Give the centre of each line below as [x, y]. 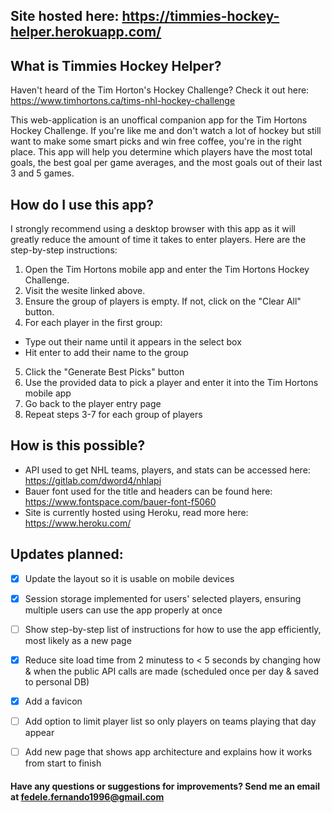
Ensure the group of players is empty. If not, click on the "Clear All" [163, 301]
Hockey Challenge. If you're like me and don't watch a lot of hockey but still [166, 131]
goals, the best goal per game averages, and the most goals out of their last [166, 163]
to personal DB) [57, 681]
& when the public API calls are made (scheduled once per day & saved [172, 671]
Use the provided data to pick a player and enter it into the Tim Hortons [171, 383]
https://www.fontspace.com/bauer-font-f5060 [120, 501]
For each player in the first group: [93, 323]
